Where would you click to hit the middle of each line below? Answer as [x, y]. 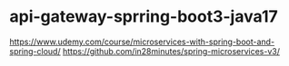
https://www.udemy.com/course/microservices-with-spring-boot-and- [142, 42]
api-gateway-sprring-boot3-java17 [144, 17]
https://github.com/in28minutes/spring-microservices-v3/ [171, 51]
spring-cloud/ [35, 51]
